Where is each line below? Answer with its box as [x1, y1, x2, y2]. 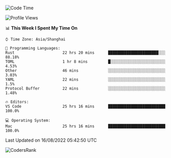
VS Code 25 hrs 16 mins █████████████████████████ [5, 104, 166, 109]
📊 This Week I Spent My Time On [5, 25, 78, 31]
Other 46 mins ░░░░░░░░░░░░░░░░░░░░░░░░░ [5, 68, 166, 73]
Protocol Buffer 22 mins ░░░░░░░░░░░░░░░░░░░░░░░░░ [5, 86, 166, 91]
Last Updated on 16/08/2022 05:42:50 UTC [5, 137, 97, 143]
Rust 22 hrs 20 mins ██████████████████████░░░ [5, 50, 166, 55]
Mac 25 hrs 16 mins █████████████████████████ [5, 124, 166, 129]
